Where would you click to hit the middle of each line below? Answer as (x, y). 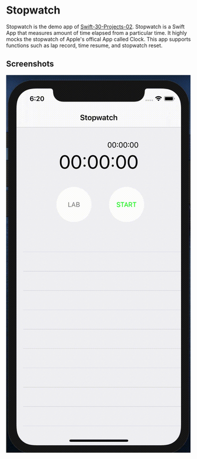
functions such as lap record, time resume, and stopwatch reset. (84, 45)
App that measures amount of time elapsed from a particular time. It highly (97, 32)
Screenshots (30, 64)
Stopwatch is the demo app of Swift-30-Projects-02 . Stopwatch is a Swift (95, 27)
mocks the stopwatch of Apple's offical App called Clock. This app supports (98, 39)
